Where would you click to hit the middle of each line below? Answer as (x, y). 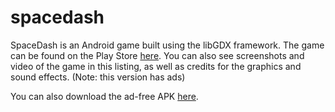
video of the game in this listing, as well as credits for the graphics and (156, 66)
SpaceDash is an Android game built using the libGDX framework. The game (167, 45)
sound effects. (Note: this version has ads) (98, 77)
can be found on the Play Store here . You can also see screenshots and (157, 55)
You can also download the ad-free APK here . (104, 96)
